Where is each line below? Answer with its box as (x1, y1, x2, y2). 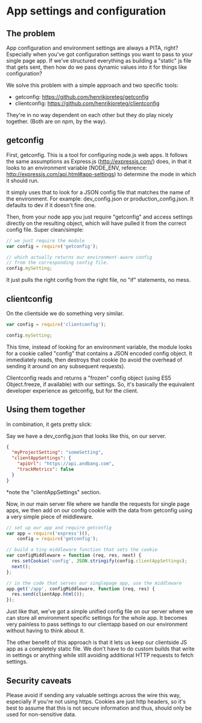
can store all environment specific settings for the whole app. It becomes (6, 614, 188, 622)
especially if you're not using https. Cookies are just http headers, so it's (6, 698, 186, 705)
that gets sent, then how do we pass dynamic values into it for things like (6, 63, 188, 71)
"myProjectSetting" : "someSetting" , (11, 450, 104, 456)
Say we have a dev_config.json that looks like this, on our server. (6, 432, 167, 439)
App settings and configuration (6, 4, 166, 18)
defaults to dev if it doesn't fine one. (6, 201, 96, 209)
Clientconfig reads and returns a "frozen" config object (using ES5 (6, 374, 172, 381)
